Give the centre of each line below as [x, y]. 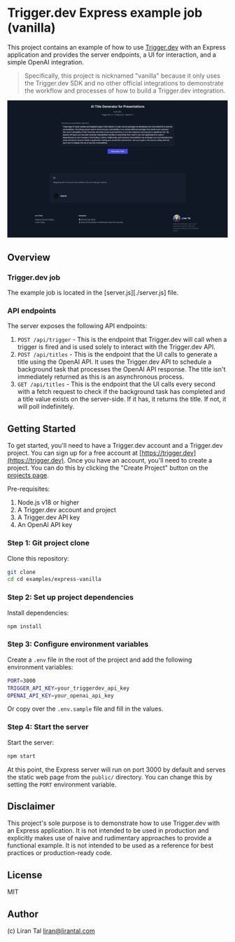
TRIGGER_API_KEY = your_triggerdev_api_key [69, 688]
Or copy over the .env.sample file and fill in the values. [85, 709]
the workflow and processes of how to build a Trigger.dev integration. [125, 90]
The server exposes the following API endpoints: [77, 326]
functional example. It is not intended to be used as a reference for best [110, 845]
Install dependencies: [38, 613]
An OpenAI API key [45, 525]
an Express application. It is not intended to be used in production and [108, 831]
